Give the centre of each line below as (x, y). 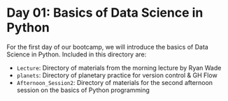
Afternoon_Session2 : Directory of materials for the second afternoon (115, 82)
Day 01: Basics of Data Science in (105, 13)
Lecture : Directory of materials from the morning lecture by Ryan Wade (119, 68)
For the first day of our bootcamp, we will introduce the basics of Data (108, 47)
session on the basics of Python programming (83, 90)
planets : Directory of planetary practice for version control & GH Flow (117, 75)
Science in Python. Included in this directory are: (77, 54)
